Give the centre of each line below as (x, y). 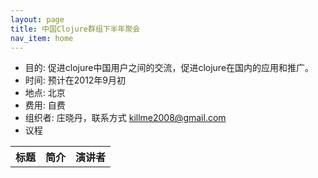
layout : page (37, 19)
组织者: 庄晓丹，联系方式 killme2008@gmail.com (125, 118)
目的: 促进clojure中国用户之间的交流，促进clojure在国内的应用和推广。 (169, 68)
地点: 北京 (45, 93)
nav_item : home (42, 38)
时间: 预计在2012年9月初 (75, 80)
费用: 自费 (45, 105)
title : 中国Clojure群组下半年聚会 (75, 29)
